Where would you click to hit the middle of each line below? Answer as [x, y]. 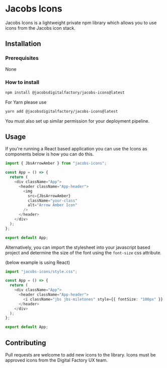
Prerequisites [22, 58]
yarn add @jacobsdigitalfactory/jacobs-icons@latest [62, 111]
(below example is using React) [38, 262]
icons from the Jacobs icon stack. [40, 28]
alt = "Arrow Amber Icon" [53, 205]
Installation [23, 44]
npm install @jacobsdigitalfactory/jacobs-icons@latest [65, 93]
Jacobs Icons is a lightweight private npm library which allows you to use [81, 23]
